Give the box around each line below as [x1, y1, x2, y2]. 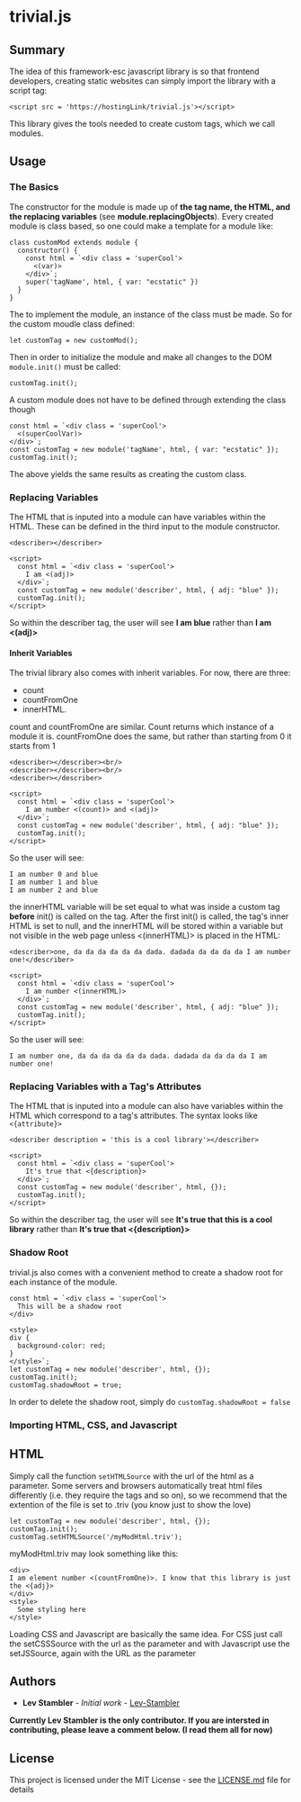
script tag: [9, 86, 48, 95]
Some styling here [17, 1605, 87, 1614]
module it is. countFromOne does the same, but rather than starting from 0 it [9, 731, 292, 742]
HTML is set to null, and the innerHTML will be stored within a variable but [9, 921, 284, 932]
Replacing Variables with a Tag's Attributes [9, 1080, 202, 1093]
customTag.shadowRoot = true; [9, 1380, 123, 1390]
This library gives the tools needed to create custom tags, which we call [9, 119, 276, 129]
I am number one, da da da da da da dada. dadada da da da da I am [9, 1051, 268, 1061]
